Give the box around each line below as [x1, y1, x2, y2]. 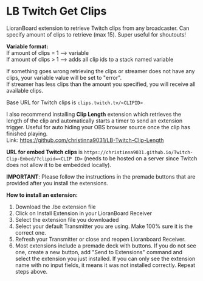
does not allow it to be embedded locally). [6, 161, 111, 168]
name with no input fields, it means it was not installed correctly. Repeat [15, 261, 196, 269]
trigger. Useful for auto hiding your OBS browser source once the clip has [6, 123, 190, 130]
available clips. [6, 87, 44, 94]
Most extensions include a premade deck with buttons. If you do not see [15, 242, 196, 249]
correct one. [15, 229, 47, 236]
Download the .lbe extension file [15, 203, 96, 210]
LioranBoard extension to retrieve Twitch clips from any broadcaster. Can [6, 24, 190, 32]
